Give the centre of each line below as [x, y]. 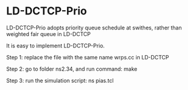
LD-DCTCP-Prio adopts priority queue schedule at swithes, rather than [94, 28]
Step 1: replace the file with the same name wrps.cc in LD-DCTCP [88, 57]
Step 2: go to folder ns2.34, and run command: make [72, 69]
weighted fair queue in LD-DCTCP [49, 34]
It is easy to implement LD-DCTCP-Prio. [55, 46]
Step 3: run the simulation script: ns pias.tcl [60, 80]
